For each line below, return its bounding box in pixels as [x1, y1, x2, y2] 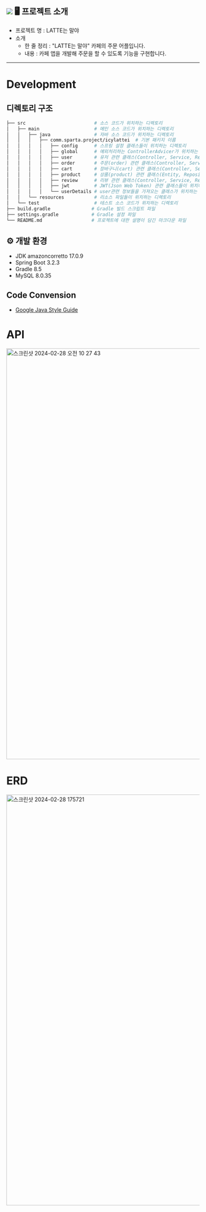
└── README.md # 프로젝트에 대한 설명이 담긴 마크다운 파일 [6, 217, 186, 223]
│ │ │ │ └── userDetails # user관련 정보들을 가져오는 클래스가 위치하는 [6, 189, 197, 195]
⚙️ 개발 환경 [6, 236, 48, 246]
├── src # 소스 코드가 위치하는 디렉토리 [6, 120, 163, 126]
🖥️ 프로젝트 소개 [14, 6, 69, 17]
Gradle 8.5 [15, 266, 42, 273]
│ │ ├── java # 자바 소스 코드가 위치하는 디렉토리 [6, 132, 174, 138]
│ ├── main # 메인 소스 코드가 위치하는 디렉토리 [6, 125, 174, 132]
